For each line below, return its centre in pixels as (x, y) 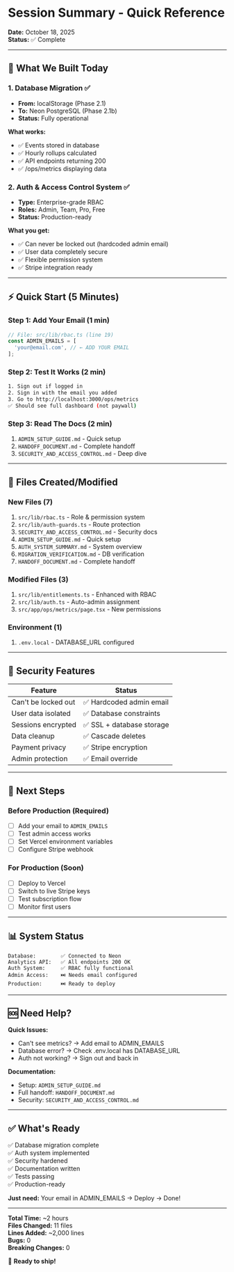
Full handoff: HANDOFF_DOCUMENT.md (66, 1092)
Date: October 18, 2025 (41, 32)
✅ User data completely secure (63, 251)
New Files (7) (30, 502)
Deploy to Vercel (42, 883)
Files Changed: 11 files (40, 1225)
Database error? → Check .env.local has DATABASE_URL (99, 1051)
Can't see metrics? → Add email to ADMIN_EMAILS (91, 1043)
